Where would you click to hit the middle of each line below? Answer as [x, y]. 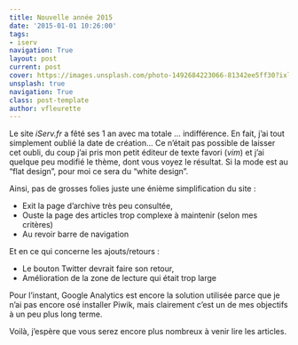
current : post [35, 68]
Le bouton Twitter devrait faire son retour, [98, 269]
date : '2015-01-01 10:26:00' [63, 26]
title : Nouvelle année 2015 [61, 17]
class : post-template [49, 100]
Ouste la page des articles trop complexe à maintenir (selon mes [140, 215]
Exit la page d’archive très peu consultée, [97, 206]
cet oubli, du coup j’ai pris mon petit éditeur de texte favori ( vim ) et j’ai [137, 153]
